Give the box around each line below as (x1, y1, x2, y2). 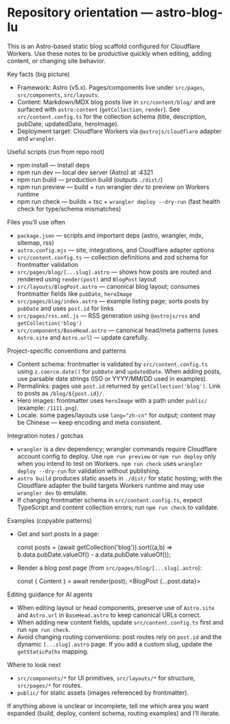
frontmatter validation (16, 260, 79, 268)
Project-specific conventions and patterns (7, 347, 126, 355)
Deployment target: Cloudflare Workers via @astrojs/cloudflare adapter (16, 127, 222, 135)
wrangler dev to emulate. (16, 489, 88, 497)
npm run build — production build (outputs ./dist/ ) (16, 175, 163, 183)
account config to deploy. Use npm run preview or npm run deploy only (16, 452, 216, 460)
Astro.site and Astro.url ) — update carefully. (16, 333, 150, 341)
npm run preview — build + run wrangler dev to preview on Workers (16, 183, 209, 191)
